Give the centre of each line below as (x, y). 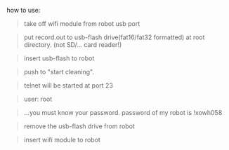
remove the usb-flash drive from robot (79, 126)
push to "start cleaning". (59, 72)
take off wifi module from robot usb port (82, 23)
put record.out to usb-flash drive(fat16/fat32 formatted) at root (114, 37)
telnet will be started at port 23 (68, 86)
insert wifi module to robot (62, 140)
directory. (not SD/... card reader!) (73, 45)
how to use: (24, 10)
